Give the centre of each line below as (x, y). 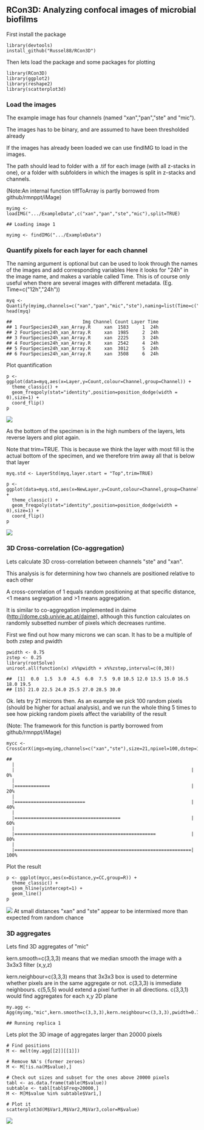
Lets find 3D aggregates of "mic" (48, 946)
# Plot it (19, 1104)
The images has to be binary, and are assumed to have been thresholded (98, 130)
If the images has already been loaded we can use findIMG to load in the (97, 148)
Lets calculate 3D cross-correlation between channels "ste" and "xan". (95, 561)
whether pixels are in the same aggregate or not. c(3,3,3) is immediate (94, 983)
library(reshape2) (29, 84)
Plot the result (24, 866)
